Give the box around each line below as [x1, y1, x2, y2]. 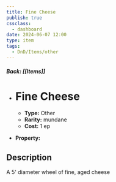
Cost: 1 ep [24, 123, 51, 130]
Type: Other [24, 110, 56, 117]
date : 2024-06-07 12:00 [6, 32, 67, 38]
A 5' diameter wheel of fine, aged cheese [6, 169, 111, 176]
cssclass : [6, 20, 32, 26]
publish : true [6, 15, 43, 21]
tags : [6, 44, 20, 50]
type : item [6, 37, 34, 44]
